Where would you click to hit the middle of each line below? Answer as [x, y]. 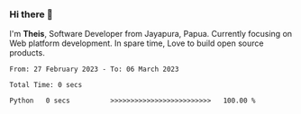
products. [27, 53]
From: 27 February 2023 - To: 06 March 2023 [94, 70]
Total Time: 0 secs [46, 85]
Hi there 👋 [32, 14]
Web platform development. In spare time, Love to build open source [137, 43]
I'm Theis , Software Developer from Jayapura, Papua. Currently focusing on [151, 34]
